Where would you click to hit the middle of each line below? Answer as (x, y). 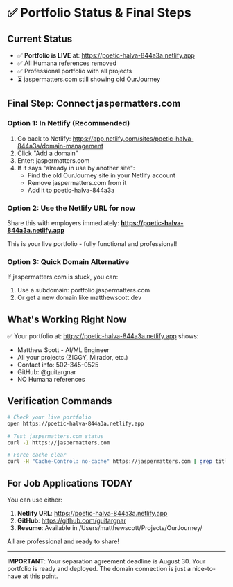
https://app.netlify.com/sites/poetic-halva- (133, 138)
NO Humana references (51, 380)
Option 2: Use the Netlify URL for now (71, 208)
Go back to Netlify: (44, 138)
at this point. (40, 576)
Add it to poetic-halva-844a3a (71, 190)
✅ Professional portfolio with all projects (75, 71)
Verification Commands (60, 401)
